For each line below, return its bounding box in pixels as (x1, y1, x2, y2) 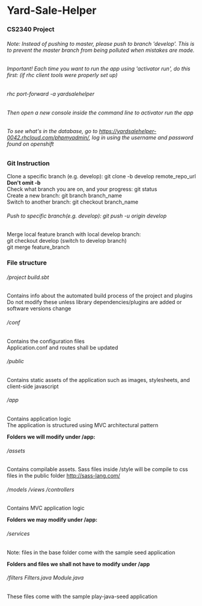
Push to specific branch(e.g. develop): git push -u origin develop (7, 212, 167, 219)
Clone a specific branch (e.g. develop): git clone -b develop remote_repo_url (7, 173, 196, 180)
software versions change (7, 305, 72, 312)
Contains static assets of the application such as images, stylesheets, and (7, 376, 190, 383)
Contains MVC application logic (7, 504, 85, 512)
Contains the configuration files (7, 337, 85, 345)
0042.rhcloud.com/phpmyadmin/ (7, 134, 90, 142)
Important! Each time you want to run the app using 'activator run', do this (7, 65, 191, 72)
